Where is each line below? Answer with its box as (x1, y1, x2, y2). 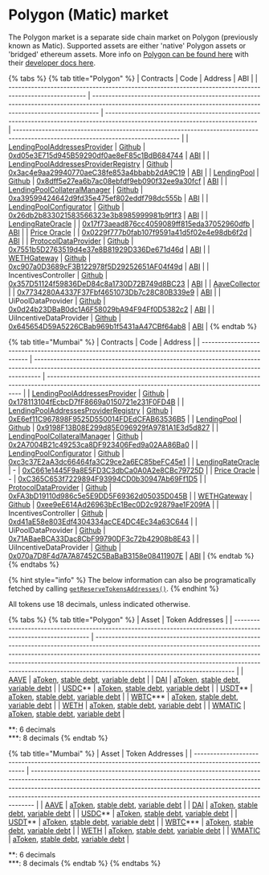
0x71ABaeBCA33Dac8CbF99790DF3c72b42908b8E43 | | (8, 534, 199, 543)
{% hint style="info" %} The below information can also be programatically (8, 575, 256, 584)
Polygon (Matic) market (8, 6, 169, 24)
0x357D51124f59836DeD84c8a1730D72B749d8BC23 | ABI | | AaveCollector (8, 279, 260, 288)
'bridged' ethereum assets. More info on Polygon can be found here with (8, 49, 249, 59)
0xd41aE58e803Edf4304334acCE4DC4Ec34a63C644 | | (8, 517, 198, 526)
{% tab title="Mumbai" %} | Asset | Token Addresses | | (8, 749, 193, 758)
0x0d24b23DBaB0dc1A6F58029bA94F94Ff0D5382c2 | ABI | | (8, 304, 215, 314)
